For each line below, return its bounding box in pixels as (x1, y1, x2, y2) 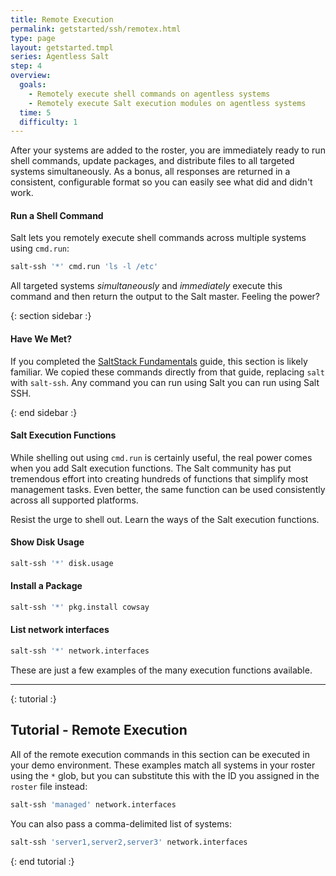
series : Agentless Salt (10, 52, 110, 62)
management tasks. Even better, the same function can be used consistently (10, 483, 326, 495)
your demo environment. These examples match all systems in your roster (10, 759, 316, 771)
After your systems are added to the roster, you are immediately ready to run (10, 144, 326, 156)
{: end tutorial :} (10, 855, 75, 867)
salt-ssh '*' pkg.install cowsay (10, 602, 150, 613)
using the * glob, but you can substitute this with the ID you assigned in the (10, 769, 320, 781)
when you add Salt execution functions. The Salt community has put (10, 462, 292, 474)
